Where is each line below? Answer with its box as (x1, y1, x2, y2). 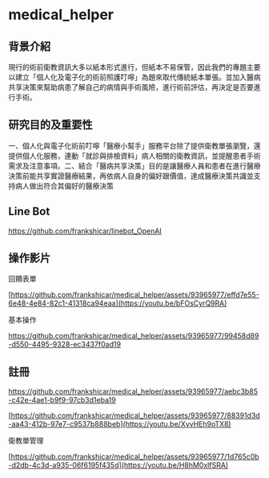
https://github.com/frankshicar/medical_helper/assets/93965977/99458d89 (8, 331, 259, 341)
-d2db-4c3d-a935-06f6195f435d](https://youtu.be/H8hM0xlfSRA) (8, 460, 229, 470)
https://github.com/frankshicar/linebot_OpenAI (8, 226, 162, 236)
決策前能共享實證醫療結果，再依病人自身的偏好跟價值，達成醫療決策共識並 (8, 171, 254, 180)
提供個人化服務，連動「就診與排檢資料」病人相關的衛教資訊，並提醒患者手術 (8, 151, 261, 160)
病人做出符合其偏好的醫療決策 (14, 180, 114, 190)
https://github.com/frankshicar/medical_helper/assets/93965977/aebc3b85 (8, 387, 259, 396)
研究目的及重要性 (8, 118, 93, 132)
